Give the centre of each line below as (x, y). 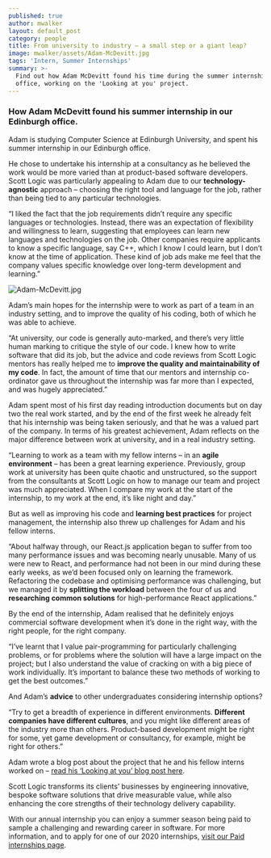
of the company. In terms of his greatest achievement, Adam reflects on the (134, 431)
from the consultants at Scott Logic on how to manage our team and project (134, 481)
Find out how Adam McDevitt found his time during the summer (122, 76)
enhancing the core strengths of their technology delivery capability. (122, 803)
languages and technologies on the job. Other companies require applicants (134, 239)
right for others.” (36, 746)
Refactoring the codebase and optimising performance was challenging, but (135, 580)
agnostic (23, 189)
